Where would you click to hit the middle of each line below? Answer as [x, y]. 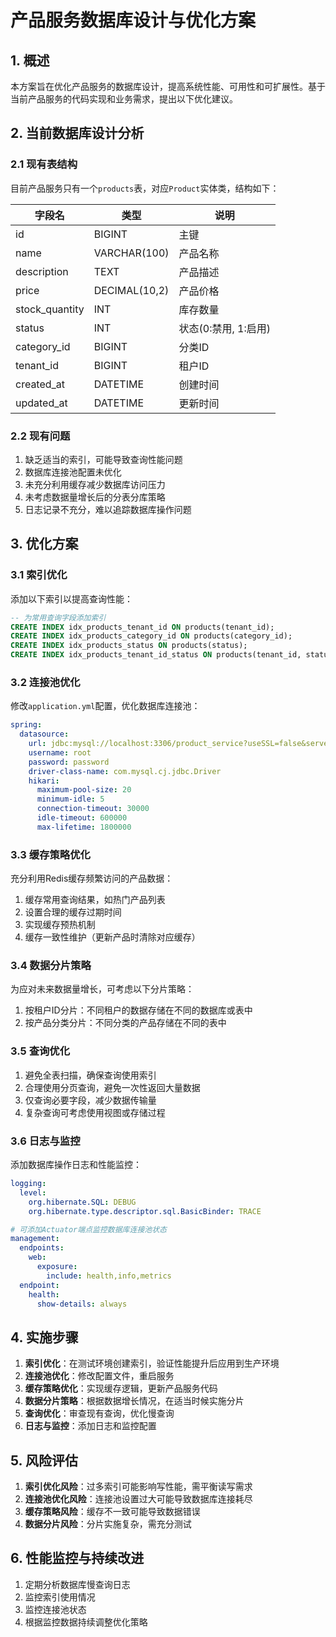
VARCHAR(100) [131, 253]
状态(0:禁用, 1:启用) [224, 328]
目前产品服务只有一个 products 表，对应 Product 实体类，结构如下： [145, 188]
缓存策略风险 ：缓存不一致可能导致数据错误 [112, 1512]
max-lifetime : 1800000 [84, 827]
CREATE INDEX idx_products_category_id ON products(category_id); [151, 636]
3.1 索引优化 [39, 575]
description [42, 271]
